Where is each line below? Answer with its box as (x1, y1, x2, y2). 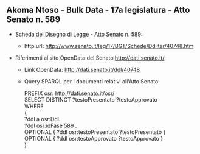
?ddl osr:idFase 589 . (24, 122, 77, 129)
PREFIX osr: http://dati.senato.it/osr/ (24, 89, 115, 97)
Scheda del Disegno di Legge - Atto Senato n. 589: (15, 30, 143, 38)
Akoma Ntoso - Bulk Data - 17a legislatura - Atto (6, 5, 190, 15)
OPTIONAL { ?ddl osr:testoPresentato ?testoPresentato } (24, 128, 166, 136)
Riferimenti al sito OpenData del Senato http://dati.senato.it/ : (15, 54, 166, 61)
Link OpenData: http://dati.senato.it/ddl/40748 (24, 66, 140, 73)
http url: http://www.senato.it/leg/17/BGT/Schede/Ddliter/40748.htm (24, 42, 194, 49)
